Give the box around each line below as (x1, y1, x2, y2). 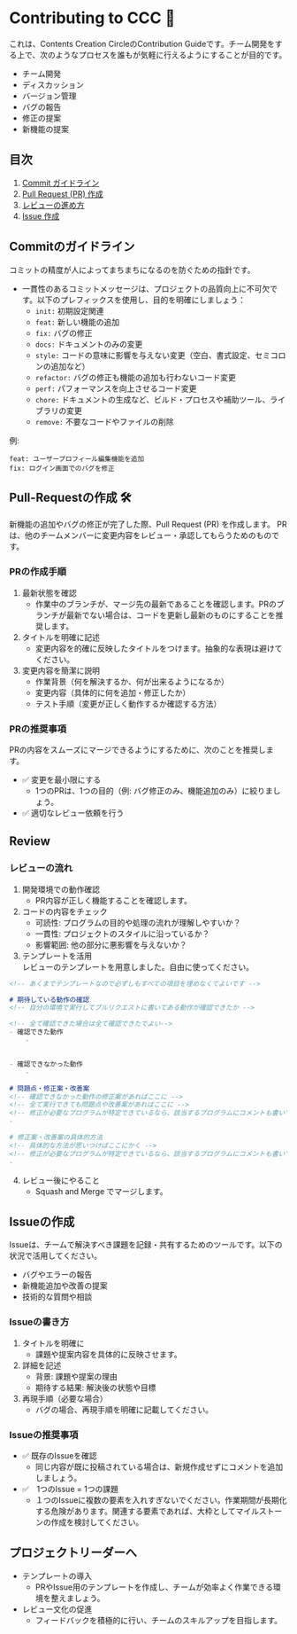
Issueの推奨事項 (9, 1428, 79, 1441)
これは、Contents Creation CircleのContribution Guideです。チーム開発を (9, 38, 276, 49)
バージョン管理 (21, 90, 77, 101)
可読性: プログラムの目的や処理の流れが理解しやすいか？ (34, 917, 241, 927)
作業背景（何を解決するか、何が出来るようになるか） (34, 676, 230, 686)
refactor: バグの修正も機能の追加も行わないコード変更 (34, 371, 236, 382)
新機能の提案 (21, 123, 69, 134)
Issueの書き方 (9, 1316, 70, 1328)
